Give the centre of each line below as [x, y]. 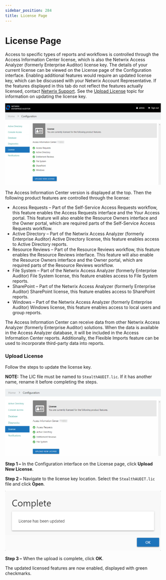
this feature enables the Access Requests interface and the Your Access [86, 213]
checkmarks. [18, 574]
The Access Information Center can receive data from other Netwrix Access [83, 322]
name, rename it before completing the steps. [51, 382]
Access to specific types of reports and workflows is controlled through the [82, 54]
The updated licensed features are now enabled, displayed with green [76, 568]
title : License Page [26, 16]
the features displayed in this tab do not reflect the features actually [74, 86]
